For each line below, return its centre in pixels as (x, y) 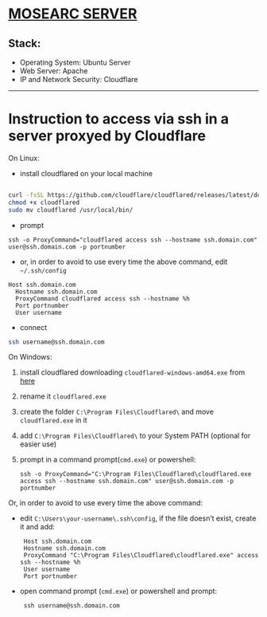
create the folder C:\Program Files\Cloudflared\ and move (117, 412)
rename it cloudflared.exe (63, 396)
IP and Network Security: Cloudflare (79, 79)
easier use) (38, 444)
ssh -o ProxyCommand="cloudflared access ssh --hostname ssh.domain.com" (133, 240)
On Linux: (24, 158)
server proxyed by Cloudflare (107, 136)
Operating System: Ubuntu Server (75, 62)
